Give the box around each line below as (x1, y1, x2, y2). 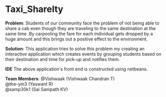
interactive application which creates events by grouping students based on (5, 51, 161, 57)
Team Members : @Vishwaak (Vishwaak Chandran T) (5, 75, 115, 81)
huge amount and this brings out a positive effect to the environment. (5, 36, 148, 42)
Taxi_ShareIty (5, 3, 63, 15)
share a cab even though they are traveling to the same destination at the (5, 25, 156, 31)
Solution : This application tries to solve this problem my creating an (5, 45, 145, 51)
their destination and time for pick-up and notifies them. (5, 56, 120, 62)
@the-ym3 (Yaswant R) (5, 81, 53, 87)
